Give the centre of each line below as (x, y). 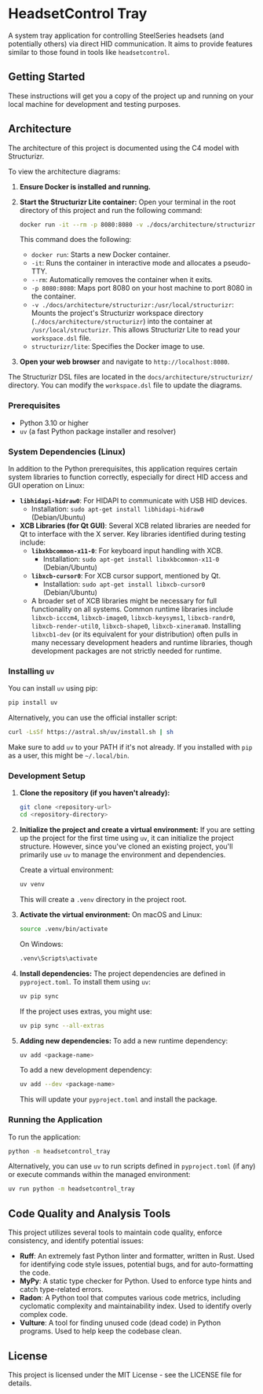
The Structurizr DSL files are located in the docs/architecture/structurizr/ (131, 377)
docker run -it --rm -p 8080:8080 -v (81, 225)
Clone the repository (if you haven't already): (95, 793)
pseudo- (237, 263)
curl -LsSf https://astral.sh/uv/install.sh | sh (91, 732)
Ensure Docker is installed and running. (85, 186)
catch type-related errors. (61, 1289)
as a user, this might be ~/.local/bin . (69, 756)
